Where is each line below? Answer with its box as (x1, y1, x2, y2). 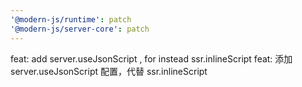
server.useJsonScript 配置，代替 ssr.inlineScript (10, 65, 208, 77)
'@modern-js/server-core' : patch (10, 24, 150, 34)
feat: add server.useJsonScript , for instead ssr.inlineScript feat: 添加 (10, 52, 293, 65)
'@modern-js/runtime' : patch (10, 14, 132, 25)
